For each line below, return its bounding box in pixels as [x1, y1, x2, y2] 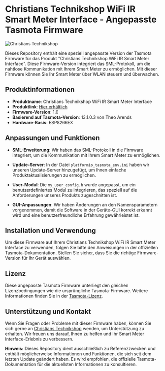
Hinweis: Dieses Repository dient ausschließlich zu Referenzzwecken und [5, 346, 156, 351]
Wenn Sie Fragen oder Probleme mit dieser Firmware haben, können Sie [5, 320, 152, 326]
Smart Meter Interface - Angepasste [5, 14, 157, 25]
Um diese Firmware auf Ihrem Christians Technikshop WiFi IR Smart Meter [5, 239, 156, 245]
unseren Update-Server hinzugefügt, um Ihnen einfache [12, 167, 127, 173]
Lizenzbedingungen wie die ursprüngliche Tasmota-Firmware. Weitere [5, 288, 148, 294]
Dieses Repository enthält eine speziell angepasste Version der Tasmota [5, 50, 152, 56]
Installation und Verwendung [5, 226, 96, 235]
